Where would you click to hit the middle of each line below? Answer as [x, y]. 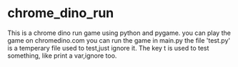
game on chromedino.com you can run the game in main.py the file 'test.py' [119, 40]
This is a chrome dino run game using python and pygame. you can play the [119, 33]
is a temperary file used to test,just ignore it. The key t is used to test [108, 48]
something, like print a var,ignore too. [62, 56]
